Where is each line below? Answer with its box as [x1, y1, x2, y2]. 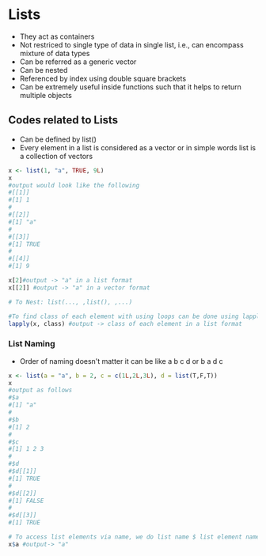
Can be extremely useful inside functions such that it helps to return [19, 81, 241, 92]
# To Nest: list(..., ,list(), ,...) [8, 298, 133, 306]
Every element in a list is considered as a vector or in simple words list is [19, 142, 256, 152]
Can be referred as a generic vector [19, 57, 137, 66]
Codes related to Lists [8, 113, 119, 127]
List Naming [8, 339, 55, 350]
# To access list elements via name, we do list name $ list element [8, 533, 243, 541]
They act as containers [19, 32, 95, 41]
